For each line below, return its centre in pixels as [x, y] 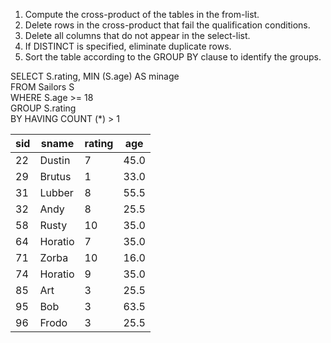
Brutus [55, 176]
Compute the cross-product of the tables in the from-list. [142, 14]
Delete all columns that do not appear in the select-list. [137, 35]
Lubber [56, 192]
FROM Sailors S [42, 87]
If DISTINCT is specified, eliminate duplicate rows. [128, 46]
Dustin [55, 160]
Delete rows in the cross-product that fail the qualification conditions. [167, 25]
